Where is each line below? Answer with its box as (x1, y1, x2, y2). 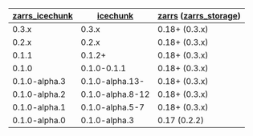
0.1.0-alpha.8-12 (80, 89, 150, 99)
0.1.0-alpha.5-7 (80, 102, 145, 113)
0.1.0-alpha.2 (12, 89, 66, 99)
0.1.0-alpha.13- (80, 76, 145, 86)
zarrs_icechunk (12, 10, 74, 21)
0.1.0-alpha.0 (12, 115, 66, 126)
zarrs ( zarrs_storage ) (157, 10, 241, 21)
